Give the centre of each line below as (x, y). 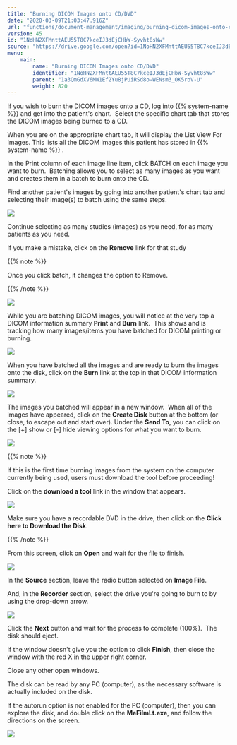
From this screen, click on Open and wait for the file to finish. (96, 553)
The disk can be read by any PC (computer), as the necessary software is (114, 684)
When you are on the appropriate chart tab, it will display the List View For (115, 135)
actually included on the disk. (50, 692)
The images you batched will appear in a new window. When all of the (110, 407)
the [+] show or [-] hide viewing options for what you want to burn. (105, 430)
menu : (15, 54)
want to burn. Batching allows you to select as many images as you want (114, 171)
